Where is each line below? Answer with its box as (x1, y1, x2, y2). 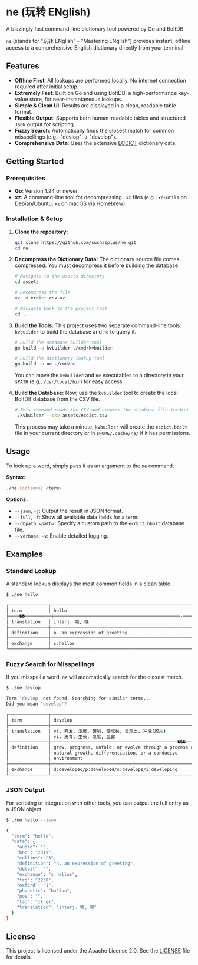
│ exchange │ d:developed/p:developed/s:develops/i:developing (6, 766, 178, 772)
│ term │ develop (6, 717, 72, 723)
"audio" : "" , (16, 844, 49, 850)
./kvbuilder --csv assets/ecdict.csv (14, 413, 108, 419)
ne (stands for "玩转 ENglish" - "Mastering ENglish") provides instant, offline (6, 37, 191, 44)
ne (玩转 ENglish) (6, 5, 91, 19)
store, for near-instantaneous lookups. (29, 95, 123, 103)
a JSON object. (6, 805, 43, 812)
